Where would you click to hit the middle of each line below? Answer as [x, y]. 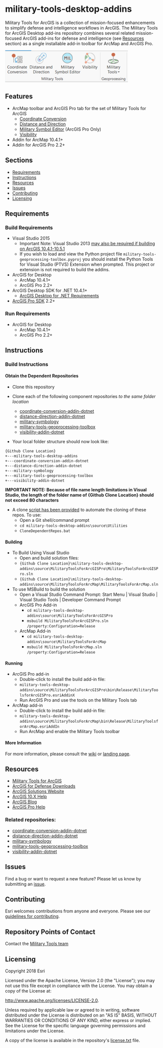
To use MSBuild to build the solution [49, 589]
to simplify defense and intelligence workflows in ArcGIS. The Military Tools [81, 28]
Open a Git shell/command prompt [54, 520]
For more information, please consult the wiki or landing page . [68, 754]
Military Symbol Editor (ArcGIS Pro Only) [60, 129]
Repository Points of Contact [50, 932]
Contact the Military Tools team [37, 944]
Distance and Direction [43, 124]
